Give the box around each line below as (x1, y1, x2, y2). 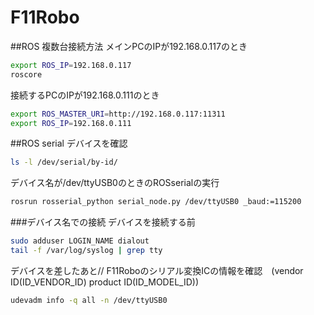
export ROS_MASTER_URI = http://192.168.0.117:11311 (10, 109, 226, 119)
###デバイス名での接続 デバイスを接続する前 (10, 216, 196, 228)
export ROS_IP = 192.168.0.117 (10, 60, 132, 70)
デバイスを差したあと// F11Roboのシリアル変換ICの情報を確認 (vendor (10, 264, 304, 276)
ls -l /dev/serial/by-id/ (10, 157, 118, 168)
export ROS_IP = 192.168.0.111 (10, 118, 132, 128)
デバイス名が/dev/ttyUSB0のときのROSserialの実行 (10, 177, 220, 189)
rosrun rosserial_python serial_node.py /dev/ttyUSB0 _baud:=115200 (10, 197, 302, 207)
